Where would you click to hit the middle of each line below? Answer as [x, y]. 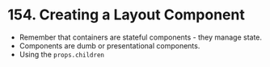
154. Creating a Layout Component [127, 15]
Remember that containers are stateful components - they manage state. [141, 37]
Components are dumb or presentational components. [110, 45]
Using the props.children [61, 54]
